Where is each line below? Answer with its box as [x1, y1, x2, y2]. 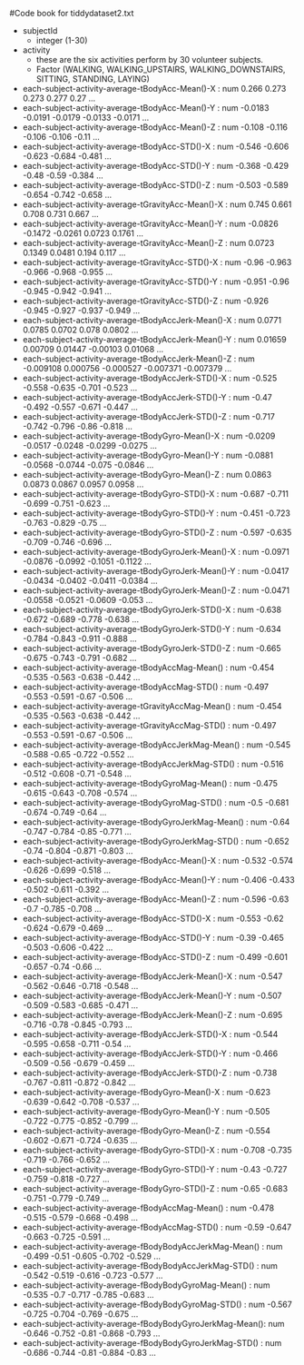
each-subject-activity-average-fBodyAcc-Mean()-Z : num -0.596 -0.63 [22, 894, 289, 905]
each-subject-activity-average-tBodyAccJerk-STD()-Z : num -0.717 [22, 411, 275, 421]
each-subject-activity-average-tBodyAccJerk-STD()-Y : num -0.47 [22, 392, 272, 402]
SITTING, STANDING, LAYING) [35, 74, 150, 84]
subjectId [22, 25, 58, 35]
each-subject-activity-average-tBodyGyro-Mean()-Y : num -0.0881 [22, 450, 274, 460]
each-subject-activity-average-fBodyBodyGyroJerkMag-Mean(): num [22, 1319, 285, 1329]
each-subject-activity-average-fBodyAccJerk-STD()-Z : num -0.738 [22, 1067, 278, 1078]
